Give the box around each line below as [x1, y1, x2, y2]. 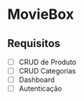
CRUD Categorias [18, 67, 76, 76]
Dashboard [18, 75, 55, 85]
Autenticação [18, 84, 62, 93]
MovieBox [7, 5, 75, 23]
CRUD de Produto [18, 57, 77, 67]
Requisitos [7, 37, 60, 50]
